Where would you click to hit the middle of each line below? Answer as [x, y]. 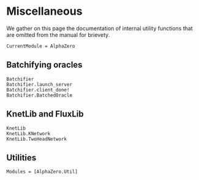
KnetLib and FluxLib [45, 114]
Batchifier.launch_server [39, 84]
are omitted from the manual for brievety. [58, 34]
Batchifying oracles [44, 65]
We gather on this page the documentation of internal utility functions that [99, 28]
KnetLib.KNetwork [28, 133]
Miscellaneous [44, 11]
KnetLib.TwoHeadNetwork [37, 139]
